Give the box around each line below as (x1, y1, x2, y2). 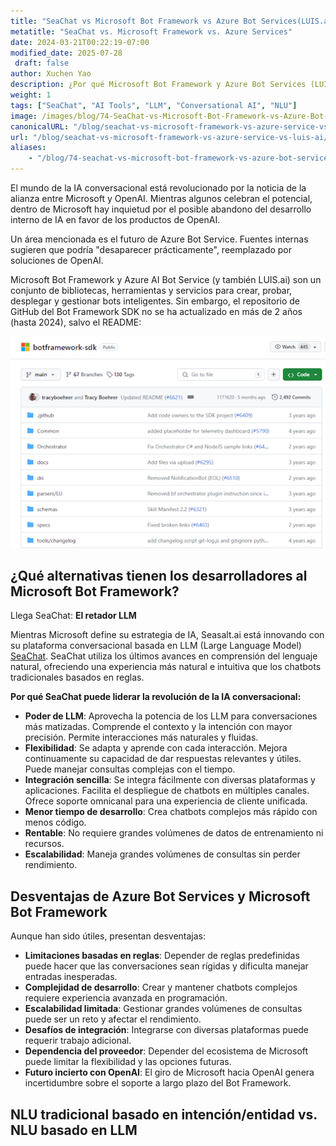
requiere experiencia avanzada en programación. (24, 992, 228, 1004)
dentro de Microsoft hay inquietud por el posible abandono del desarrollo (10, 203, 312, 215)
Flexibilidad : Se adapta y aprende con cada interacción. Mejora (24, 742, 288, 754)
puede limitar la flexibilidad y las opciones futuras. (24, 1056, 232, 1068)
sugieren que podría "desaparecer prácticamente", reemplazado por (10, 244, 293, 255)
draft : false (14, 58, 70, 69)
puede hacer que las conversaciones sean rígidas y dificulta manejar (24, 960, 309, 972)
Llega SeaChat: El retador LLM (10, 610, 137, 622)
